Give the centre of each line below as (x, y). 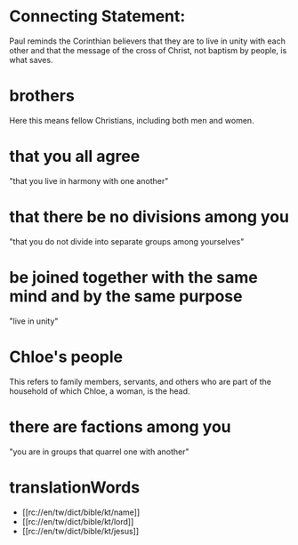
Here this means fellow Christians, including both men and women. (132, 120)
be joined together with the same (133, 277)
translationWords (75, 487)
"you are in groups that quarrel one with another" (99, 452)
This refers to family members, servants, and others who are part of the (140, 381)
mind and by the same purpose (126, 296)
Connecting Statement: (97, 16)
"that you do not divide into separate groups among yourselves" (127, 241)
